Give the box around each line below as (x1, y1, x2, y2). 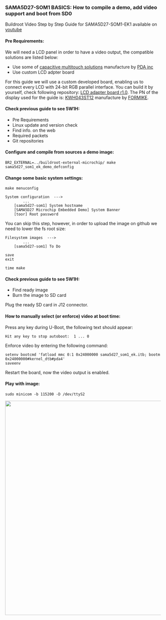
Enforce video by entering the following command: (5, 342, 108, 348)
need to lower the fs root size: (5, 226, 66, 232)
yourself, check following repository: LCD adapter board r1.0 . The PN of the (5, 89, 159, 95)
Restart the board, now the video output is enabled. (5, 369, 110, 375)
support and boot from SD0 (5, 10, 73, 17)
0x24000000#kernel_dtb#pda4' (5, 356, 65, 361)
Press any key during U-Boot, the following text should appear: (5, 324, 133, 330)
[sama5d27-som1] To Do (14, 244, 61, 249)
